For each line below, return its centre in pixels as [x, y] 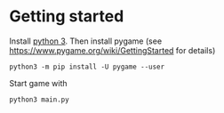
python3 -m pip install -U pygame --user [87, 67]
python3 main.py [39, 100]
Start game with [39, 83]
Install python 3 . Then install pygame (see [86, 41]
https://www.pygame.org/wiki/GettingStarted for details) [112, 50]
